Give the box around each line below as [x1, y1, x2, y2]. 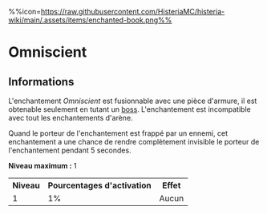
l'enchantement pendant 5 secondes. [8, 145, 131, 155]
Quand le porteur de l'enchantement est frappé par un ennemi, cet [8, 129, 229, 138]
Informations [8, 75, 75, 89]
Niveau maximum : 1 [8, 161, 77, 170]
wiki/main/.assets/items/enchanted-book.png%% [8, 15, 172, 25]
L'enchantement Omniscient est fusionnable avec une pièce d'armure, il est [8, 96, 257, 105]
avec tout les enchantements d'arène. [8, 113, 134, 122]
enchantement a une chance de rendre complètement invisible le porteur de [8, 137, 260, 146]
